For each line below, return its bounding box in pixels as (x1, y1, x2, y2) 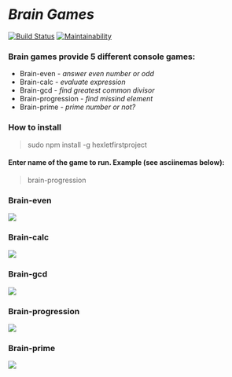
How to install (8, 122, 61, 133)
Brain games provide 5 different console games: (8, 51, 196, 62)
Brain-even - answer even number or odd (19, 69, 155, 79)
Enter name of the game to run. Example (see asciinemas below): (8, 158, 225, 167)
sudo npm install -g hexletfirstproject (27, 140, 148, 149)
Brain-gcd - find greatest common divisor (19, 86, 155, 95)
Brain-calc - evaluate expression (19, 77, 126, 87)
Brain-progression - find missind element (19, 94, 153, 104)
